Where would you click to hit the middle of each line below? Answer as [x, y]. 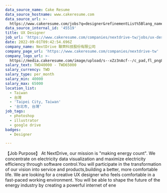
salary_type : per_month [30, 74]
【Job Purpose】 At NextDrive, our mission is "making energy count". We [80, 153]
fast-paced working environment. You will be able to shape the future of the [83, 180]
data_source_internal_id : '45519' [41, 28]
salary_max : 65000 [24, 83]
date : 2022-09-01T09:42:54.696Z [39, 42]
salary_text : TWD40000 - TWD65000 [41, 65]
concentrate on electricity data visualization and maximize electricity [75, 159]
